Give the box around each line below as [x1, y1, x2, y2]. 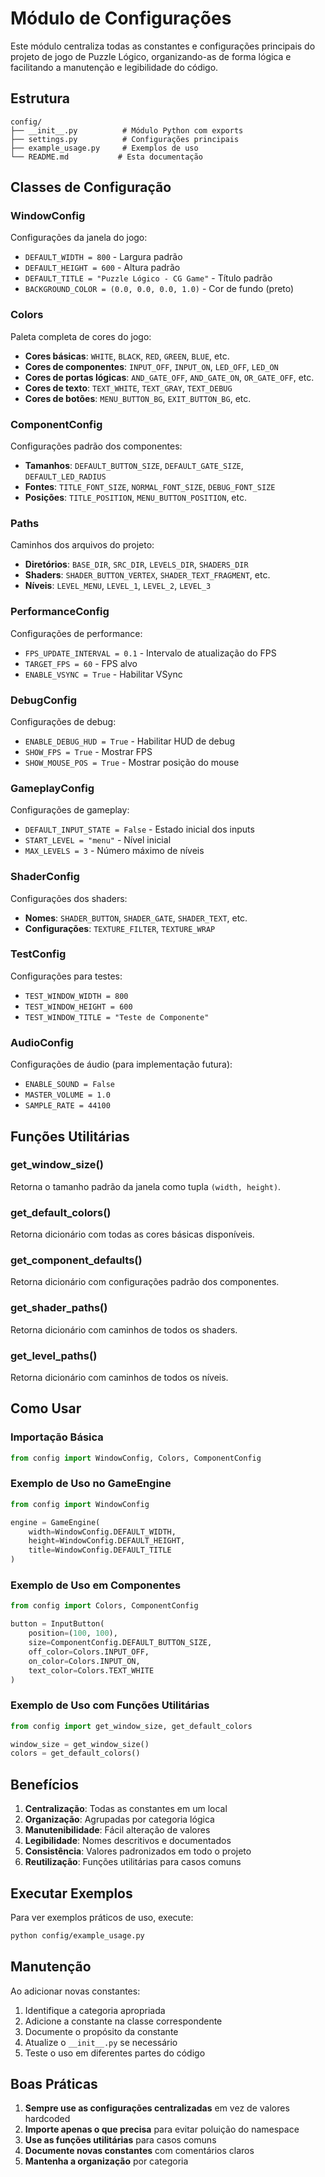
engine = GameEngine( [10, 1517, 101, 1527]
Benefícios [10, 1776, 79, 1793]
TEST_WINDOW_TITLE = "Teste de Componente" [24, 1012, 210, 1022]
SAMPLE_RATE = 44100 [24, 1101, 111, 1111]
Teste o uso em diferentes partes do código [24, 2047, 206, 2059]
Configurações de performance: [10, 627, 143, 639]
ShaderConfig [10, 870, 80, 884]
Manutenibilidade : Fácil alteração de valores [24, 1824, 211, 1836]
